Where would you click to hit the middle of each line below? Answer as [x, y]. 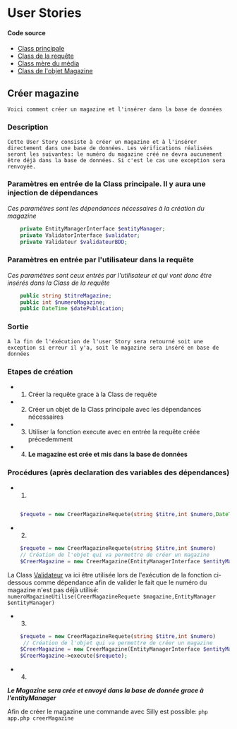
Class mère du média [48, 63]
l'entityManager [32, 698]
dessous [20, 582]
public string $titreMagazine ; [66, 295]
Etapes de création [40, 372]
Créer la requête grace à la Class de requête [92, 394]
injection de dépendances [53, 193]
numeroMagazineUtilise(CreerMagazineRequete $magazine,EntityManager [112, 596]
